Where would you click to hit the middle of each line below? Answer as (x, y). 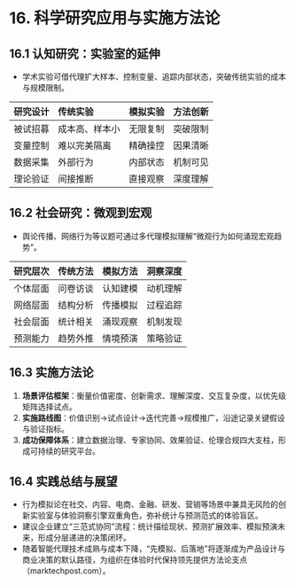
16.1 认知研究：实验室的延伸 (85, 54)
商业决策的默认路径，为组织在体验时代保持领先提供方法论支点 (135, 560)
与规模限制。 (45, 88)
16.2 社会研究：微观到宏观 (81, 213)
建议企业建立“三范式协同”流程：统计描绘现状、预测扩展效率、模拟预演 (150, 526)
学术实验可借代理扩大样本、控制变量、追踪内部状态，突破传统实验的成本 (154, 77)
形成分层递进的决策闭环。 (84, 538)
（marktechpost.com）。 (66, 571)
